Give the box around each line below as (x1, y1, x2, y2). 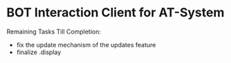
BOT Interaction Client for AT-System (6, 5, 225, 21)
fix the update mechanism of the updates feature (16, 40, 156, 49)
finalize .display (16, 48, 62, 56)
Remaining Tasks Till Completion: (6, 27, 102, 36)
